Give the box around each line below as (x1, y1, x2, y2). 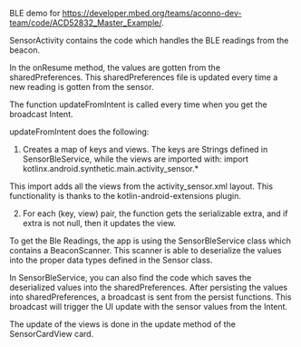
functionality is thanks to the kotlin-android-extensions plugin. (9, 191, 242, 201)
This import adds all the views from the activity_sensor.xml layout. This (9, 181, 274, 192)
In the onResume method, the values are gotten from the (9, 63, 220, 73)
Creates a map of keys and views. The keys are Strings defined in (22, 144, 268, 154)
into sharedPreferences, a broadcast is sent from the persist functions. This (9, 292, 292, 302)
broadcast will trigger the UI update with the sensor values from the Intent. (9, 302, 288, 312)
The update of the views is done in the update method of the (9, 319, 236, 330)
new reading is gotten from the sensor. (9, 82, 154, 92)
